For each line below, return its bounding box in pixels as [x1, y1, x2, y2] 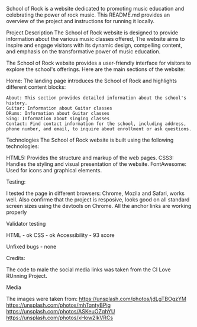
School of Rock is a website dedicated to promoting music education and [6, 5, 185, 12]
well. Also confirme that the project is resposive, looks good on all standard [6, 196, 190, 203]
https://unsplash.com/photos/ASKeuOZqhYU [6, 308, 115, 315]
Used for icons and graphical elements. [6, 167, 102, 174]
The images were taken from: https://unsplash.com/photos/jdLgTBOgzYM [6, 296, 186, 302]
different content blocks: [6, 84, 66, 91]
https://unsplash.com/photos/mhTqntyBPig [6, 302, 111, 309]
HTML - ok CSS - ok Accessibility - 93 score [6, 232, 115, 239]
